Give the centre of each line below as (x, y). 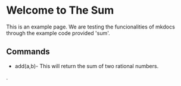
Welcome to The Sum (60, 10)
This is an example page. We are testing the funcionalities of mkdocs (91, 27)
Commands (28, 52)
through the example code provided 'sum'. (58, 33)
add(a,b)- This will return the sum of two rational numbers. (87, 66)
